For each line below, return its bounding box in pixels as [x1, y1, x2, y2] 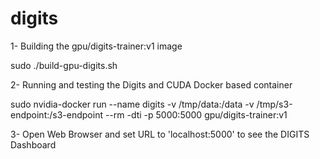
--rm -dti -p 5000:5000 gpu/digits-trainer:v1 [104, 108, 288, 121]
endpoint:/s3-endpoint [10, 108, 103, 121]
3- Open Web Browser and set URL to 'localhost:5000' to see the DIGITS [10, 128, 310, 140]
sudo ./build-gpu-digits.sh [10, 59, 118, 71]
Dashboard [10, 138, 57, 151]
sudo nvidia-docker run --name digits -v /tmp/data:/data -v [10, 98, 255, 110]
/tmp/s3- [256, 98, 293, 110]
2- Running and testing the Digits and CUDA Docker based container [10, 78, 293, 91]
